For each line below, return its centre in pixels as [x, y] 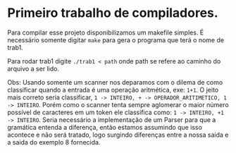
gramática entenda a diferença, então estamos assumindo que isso [105, 127]
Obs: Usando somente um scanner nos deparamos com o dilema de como [115, 82]
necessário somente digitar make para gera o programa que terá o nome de [116, 39]
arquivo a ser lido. [33, 68]
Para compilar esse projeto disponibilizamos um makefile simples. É [106, 32]
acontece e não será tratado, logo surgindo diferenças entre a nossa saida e [118, 135]
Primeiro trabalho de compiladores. [113, 13]
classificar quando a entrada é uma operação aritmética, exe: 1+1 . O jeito [113, 90]
